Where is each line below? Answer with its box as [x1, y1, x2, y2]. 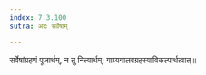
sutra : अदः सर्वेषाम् [9, 22, 68, 31]
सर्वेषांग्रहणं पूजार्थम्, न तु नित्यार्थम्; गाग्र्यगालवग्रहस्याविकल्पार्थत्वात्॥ [9, 54, 197, 65]
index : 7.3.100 [9, 13, 67, 23]
